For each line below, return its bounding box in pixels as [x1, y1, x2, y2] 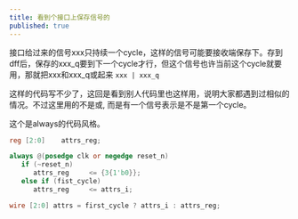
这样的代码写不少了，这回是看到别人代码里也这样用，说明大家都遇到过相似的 [9, 88, 290, 99]
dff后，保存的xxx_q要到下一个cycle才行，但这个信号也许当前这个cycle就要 [9, 58, 283, 69]
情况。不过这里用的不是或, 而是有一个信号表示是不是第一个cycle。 [9, 99, 252, 109]
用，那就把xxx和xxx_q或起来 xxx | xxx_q [9, 69, 160, 80]
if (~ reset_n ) [20, 160, 74, 169]
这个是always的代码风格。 [9, 118, 105, 129]
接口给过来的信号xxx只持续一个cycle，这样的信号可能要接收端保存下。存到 [9, 46, 283, 58]
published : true [9, 21, 69, 30]
